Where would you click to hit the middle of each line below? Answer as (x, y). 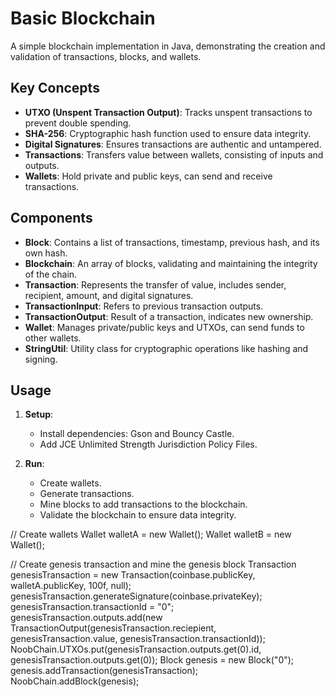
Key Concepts (55, 88)
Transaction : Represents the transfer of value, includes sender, (155, 284)
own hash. (46, 253)
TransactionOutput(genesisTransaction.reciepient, (113, 628)
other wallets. (53, 338)
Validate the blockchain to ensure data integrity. (138, 515)
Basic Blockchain (83, 18)
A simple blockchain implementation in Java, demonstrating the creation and (168, 46)
